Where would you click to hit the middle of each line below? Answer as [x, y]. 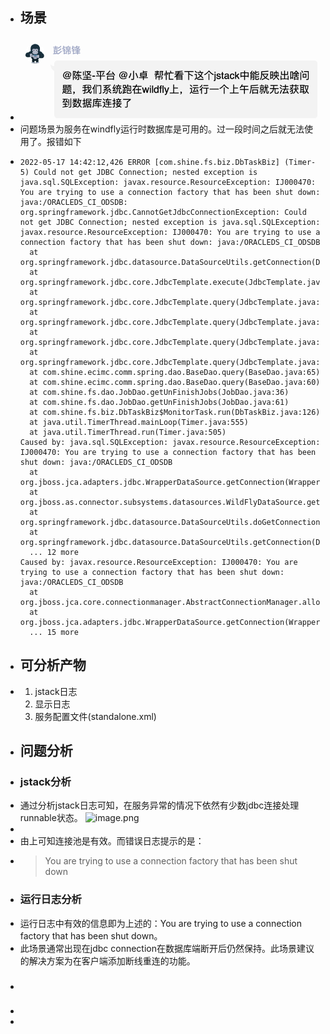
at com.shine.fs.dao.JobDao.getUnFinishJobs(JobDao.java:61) [159, 402]
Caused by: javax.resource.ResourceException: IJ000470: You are [158, 562]
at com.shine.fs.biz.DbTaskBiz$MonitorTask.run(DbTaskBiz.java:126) [175, 412]
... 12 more [54, 552]
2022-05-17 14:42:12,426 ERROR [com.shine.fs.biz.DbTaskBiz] [150, 162]
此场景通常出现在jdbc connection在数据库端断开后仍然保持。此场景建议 [167, 948]
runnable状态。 [51, 818]
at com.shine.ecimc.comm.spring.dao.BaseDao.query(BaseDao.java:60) [175, 382]
